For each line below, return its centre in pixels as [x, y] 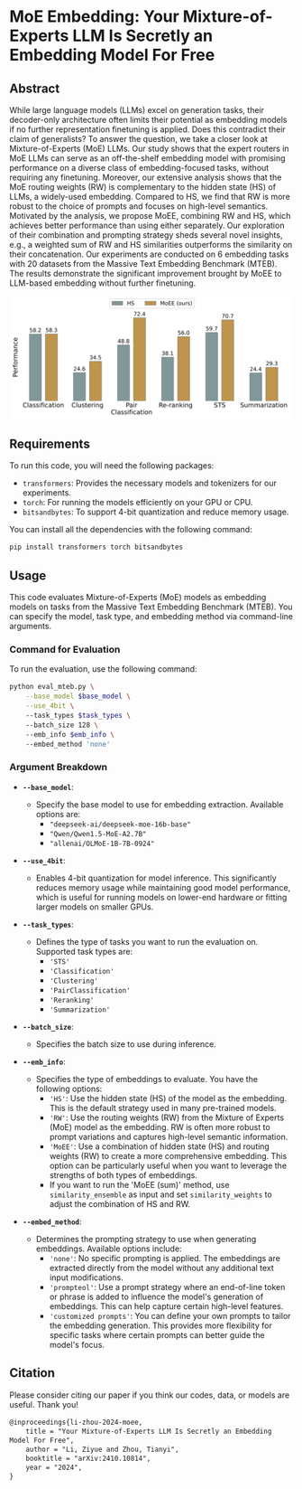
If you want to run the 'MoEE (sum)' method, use [139, 1184]
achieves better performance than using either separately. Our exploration [147, 225]
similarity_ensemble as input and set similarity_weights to [160, 1194]
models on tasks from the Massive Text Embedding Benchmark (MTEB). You [151, 607]
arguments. [31, 627]
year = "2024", [54, 1467]
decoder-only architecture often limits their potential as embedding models [148, 120]
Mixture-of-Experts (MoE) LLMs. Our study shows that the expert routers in [150, 148]
